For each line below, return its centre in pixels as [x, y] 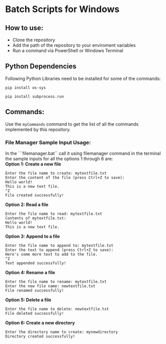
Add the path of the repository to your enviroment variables [74, 45]
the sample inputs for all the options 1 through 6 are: [59, 158]
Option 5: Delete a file [28, 300]
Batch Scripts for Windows [62, 9]
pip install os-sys [26, 88]
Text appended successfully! [36, 263]
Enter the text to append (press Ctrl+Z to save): [59, 250]
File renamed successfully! [35, 290]
